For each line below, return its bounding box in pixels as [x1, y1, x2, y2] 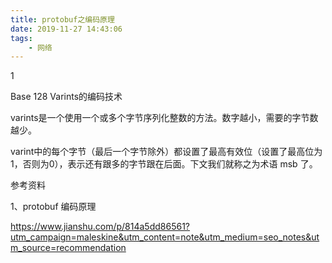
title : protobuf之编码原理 [10, 14, 115, 25]
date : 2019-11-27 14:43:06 [10, 24, 123, 34]
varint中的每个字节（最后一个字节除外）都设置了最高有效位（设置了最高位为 [10, 146, 323, 158]
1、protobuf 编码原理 [10, 201, 97, 213]
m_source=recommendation [10, 242, 127, 254]
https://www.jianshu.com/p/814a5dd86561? [10, 221, 190, 233]
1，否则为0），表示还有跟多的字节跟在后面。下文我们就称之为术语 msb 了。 [10, 158, 318, 170]
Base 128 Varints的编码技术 [10, 91, 123, 103]
